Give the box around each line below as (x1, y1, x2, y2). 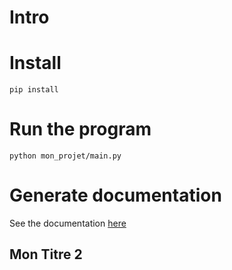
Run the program (9, 118, 152, 141)
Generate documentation (9, 184, 222, 207)
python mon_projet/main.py (9, 151, 122, 161)
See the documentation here (9, 217, 127, 229)
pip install (9, 85, 59, 95)
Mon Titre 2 (9, 246, 83, 263)
